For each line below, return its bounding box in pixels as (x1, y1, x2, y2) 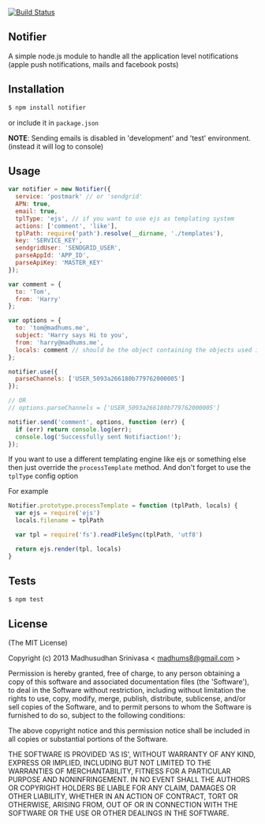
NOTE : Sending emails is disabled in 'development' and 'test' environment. (8, 133, 251, 142)
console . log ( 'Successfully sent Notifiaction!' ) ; (15, 433, 181, 441)
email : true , (15, 207, 58, 215)
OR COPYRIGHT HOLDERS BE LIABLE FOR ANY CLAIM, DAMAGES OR (8, 783, 237, 793)
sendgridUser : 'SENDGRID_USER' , (15, 244, 122, 252)
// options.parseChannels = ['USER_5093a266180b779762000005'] (8, 404, 221, 412)
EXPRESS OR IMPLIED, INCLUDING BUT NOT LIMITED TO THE (8, 758, 211, 768)
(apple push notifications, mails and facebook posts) (8, 59, 179, 69)
